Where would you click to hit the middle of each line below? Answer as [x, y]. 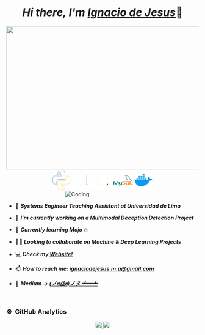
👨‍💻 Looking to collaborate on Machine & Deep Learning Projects [98, 241]
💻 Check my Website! [44, 254]
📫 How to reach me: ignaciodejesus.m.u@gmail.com [85, 268]
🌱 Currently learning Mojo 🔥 [52, 229]
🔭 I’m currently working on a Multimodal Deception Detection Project [104, 218]
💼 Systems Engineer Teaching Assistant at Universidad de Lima [98, 206]
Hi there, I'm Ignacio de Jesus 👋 [103, 13]
